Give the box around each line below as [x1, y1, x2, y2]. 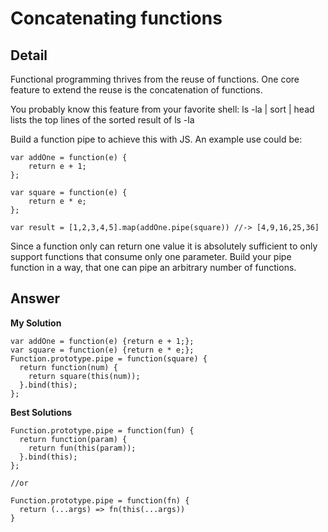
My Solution [10, 317, 62, 329]
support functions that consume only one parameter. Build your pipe [10, 251, 292, 262]
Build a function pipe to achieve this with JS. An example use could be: [10, 133, 303, 145]
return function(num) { [19, 362, 118, 372]
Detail [10, 47, 48, 64]
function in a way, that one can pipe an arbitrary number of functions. [10, 262, 297, 273]
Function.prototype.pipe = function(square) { [10, 353, 208, 364]
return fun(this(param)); [28, 443, 137, 453]
